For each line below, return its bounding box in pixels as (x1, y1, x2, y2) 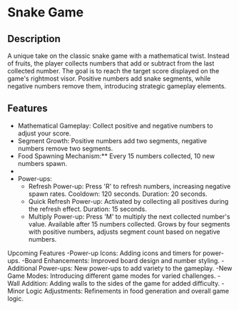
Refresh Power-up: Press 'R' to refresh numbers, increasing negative (28, 182, 231, 190)
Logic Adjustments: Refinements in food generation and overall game (26, 286, 230, 295)
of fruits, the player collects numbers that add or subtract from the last (7, 59, 215, 68)
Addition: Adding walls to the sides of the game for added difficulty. (21, 279, 220, 287)
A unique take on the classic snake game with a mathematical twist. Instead (7, 51, 230, 60)
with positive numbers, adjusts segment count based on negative (28, 227, 220, 236)
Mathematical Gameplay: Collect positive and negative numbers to (17, 121, 213, 130)
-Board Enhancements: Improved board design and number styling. (21, 256, 220, 264)
